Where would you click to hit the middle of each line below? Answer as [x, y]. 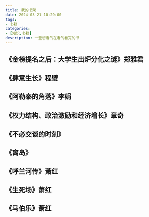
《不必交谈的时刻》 [35, 134]
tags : [11, 19]
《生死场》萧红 [28, 190]
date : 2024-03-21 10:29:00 [33, 15]
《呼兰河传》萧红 [32, 171]
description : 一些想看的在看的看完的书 [42, 38]
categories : [18, 29]
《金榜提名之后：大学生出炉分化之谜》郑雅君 [74, 60]
